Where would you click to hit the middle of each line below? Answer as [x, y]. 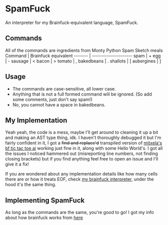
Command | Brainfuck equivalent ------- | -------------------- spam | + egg [83, 55]
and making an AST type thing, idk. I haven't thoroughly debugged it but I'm [83, 137]
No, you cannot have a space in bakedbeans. [59, 104]
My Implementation [36, 120]
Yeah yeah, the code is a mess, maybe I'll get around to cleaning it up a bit [82, 132]
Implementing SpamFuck [45, 200]
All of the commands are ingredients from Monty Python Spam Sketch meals [84, 50]
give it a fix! [17, 164]
